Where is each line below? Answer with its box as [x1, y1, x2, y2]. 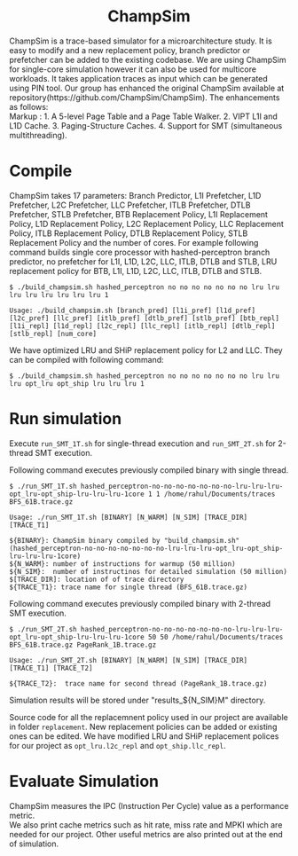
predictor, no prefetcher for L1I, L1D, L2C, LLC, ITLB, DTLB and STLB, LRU [9, 255, 278, 267]
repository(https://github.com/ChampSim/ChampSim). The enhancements [9, 91, 280, 103]
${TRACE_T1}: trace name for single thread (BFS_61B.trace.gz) [9, 583, 248, 592]
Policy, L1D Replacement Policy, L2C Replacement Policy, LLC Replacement [9, 218, 284, 229]
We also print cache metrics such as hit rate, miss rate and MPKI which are [9, 819, 283, 830]
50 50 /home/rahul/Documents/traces [147, 632, 284, 641]
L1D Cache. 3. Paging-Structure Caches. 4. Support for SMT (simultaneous [9, 120, 283, 130]
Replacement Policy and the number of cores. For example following [9, 237, 259, 247]
